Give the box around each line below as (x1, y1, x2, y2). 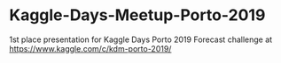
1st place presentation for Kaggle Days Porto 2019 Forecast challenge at (9, 34, 273, 45)
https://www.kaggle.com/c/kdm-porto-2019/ (9, 43, 172, 53)
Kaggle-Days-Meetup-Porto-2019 (9, 5, 266, 25)
